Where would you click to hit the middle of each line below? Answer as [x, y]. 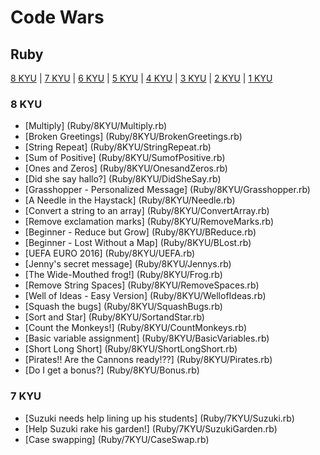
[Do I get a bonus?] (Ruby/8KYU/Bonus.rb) [112, 370]
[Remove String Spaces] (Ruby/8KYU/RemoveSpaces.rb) [142, 285]
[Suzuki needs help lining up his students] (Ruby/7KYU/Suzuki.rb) [159, 418]
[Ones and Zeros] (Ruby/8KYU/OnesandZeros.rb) [126, 168]
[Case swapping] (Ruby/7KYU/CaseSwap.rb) [117, 439]
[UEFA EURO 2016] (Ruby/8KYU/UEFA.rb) [110, 253]
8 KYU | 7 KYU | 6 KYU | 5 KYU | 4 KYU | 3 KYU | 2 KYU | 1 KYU [141, 78]
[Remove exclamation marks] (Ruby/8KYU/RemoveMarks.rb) [149, 222]
